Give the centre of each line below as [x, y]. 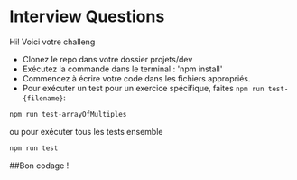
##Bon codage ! [39, 166]
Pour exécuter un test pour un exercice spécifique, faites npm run [143, 88]
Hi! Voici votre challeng [52, 42]
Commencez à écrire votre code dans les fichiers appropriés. [136, 78]
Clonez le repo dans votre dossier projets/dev [107, 59]
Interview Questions [87, 17]
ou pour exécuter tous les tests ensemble [86, 131]
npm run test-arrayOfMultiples [68, 114]
